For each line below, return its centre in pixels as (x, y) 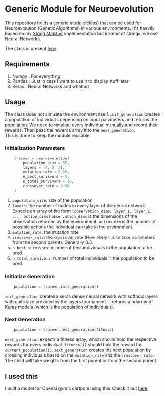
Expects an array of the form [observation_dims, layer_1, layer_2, (82, 211)
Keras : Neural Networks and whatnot (51, 86)
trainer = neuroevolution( (42, 158)
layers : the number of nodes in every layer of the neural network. (79, 205)
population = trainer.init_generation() (56, 287)
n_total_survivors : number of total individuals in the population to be (83, 258)
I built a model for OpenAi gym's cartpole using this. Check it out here (76, 388)
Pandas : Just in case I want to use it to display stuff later (70, 81)
